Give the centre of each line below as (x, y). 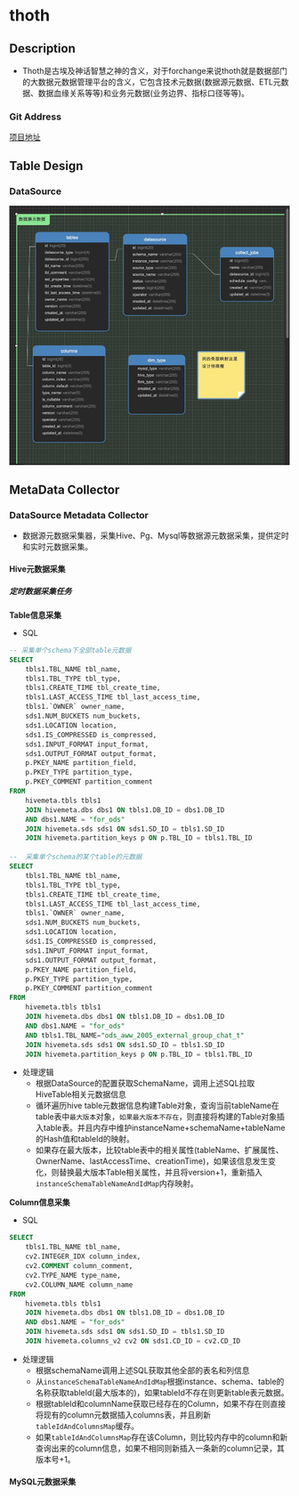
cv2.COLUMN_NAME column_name (79, 1285)
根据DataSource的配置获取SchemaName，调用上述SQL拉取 (145, 1084)
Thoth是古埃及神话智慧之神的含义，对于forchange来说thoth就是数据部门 (154, 71)
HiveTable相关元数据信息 (81, 1094)
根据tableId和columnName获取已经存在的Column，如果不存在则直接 (161, 1403)
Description (42, 49)
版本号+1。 (55, 1459)
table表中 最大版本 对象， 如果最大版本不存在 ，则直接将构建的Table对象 (156, 1117)
